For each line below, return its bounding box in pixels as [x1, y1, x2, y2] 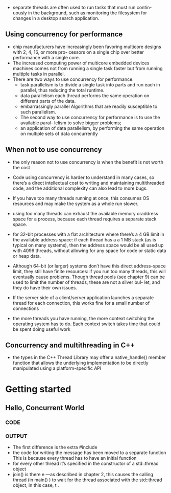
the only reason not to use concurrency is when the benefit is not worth [12, 159, 163, 165]
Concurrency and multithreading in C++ [5, 341, 135, 350]
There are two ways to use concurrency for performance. [12, 76, 134, 82]
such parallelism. [20, 108, 56, 115]
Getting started [5, 383, 71, 395]
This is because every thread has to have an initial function [12, 455, 137, 461]
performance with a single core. [12, 54, 80, 60]
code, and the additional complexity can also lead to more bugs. [12, 185, 148, 191]
